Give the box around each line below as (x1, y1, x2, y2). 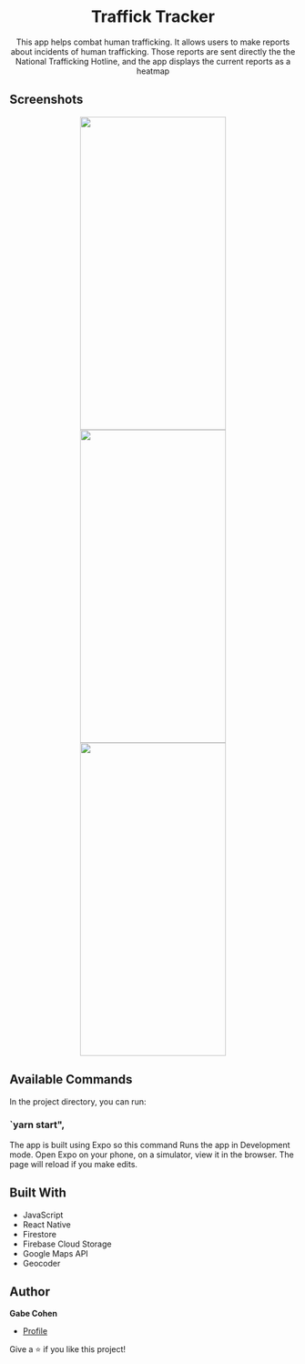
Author (9, 1284, 50, 1299)
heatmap (136, 66, 170, 76)
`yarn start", (9, 1118, 66, 1131)
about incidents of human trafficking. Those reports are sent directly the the (10, 46, 296, 56)
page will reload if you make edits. (9, 1158, 138, 1169)
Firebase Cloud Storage (22, 1238, 112, 1249)
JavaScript (22, 1209, 64, 1220)
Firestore (22, 1228, 57, 1239)
